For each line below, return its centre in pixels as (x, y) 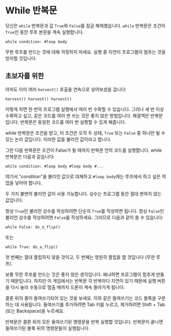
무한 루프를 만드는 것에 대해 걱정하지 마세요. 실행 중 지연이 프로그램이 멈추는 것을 (86, 52)
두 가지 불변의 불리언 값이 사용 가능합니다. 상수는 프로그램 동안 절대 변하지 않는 (83, 194)
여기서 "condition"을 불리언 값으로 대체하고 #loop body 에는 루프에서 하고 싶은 (83, 176)
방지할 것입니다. (21, 58)
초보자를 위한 (25, 76)
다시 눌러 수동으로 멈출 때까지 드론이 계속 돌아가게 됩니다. (68, 287)
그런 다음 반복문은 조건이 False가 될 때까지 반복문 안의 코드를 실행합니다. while (84, 150)
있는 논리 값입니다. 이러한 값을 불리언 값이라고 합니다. (58, 139)
